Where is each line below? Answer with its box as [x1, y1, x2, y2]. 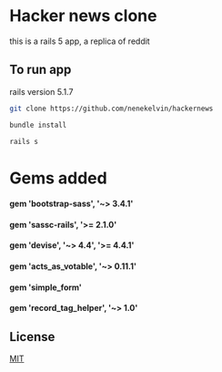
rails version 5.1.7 [9, 86, 74, 97]
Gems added [9, 168, 107, 188]
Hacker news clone [9, 5, 157, 26]
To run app [9, 62, 72, 77]
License [9, 329, 55, 345]
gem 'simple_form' [9, 282, 82, 293]
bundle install [9, 120, 67, 129]
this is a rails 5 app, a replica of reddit [9, 36, 150, 46]
